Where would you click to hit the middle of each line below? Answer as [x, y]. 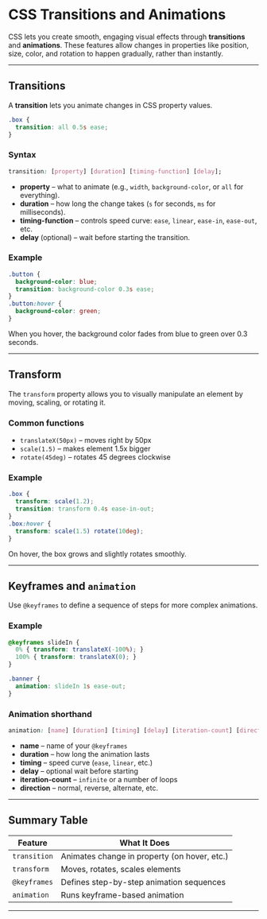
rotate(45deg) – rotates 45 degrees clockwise [95, 457]
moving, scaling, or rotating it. [57, 402]
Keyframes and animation [72, 586]
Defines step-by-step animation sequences [143, 882]
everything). [40, 195]
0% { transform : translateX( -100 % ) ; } [80, 650]
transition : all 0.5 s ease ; [62, 127]
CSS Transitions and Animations [117, 15]
